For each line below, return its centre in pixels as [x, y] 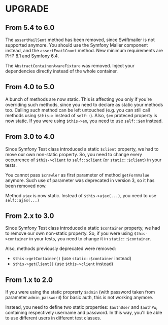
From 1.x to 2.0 [29, 280]
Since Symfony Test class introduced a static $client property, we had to [82, 149]
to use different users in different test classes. [53, 318]
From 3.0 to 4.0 [30, 137]
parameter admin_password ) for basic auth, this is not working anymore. [79, 298]
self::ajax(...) [22, 200]
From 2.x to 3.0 [30, 216]
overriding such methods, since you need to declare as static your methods [84, 104]
